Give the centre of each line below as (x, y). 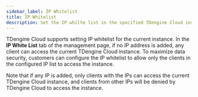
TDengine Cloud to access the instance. (55, 88)
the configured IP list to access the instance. (60, 64)
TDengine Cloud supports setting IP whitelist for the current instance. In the (98, 39)
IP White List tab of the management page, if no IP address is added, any (95, 45)
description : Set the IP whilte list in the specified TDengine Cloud (95, 22)
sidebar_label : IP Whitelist (42, 11)
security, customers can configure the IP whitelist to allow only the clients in (98, 58)
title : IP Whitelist (32, 17)
